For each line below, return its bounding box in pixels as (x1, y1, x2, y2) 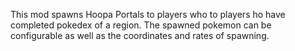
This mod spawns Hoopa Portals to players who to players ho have (10, 9, 286, 20)
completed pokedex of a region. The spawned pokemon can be (10, 19, 272, 31)
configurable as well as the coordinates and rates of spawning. (10, 30, 270, 41)
